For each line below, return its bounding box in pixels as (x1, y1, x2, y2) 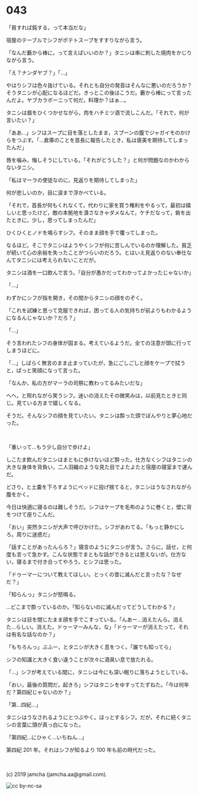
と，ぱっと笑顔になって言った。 (6, 367, 84, 374)
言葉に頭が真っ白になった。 (16, 721, 84, 728)
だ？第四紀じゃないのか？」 (6, 688, 74, 695)
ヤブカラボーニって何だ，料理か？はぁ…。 (26, 96, 129, 104)
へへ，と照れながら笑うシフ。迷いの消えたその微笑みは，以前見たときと (6, 392, 182, 399)
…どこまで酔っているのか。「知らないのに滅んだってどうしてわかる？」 (6, 603, 178, 610)
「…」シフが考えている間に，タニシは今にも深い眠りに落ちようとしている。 (6, 668, 191, 675)
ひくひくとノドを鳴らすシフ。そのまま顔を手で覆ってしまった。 (6, 229, 161, 236)
